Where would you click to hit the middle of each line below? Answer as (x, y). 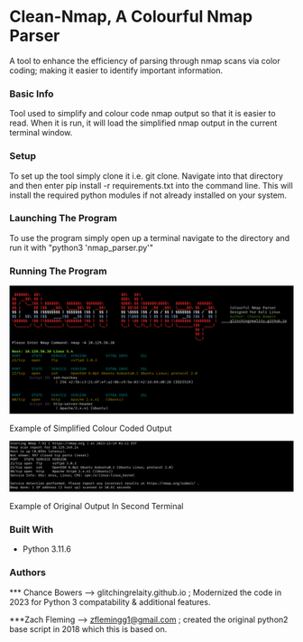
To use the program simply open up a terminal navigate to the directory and (150, 237)
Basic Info (32, 94)
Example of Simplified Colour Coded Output (91, 428)
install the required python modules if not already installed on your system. (148, 195)
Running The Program (58, 271)
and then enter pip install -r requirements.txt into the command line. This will (151, 185)
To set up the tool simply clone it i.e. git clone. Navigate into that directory (147, 176)
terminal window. (41, 133)
